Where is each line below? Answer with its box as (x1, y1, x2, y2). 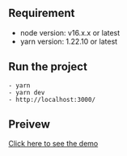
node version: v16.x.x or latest (19, 27, 121, 37)
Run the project (8, 60, 87, 74)
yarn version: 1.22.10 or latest (19, 36, 118, 46)
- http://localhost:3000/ (8, 95, 95, 103)
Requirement (8, 6, 75, 20)
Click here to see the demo (8, 139, 99, 149)
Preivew (8, 117, 51, 132)
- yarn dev (8, 88, 45, 96)
